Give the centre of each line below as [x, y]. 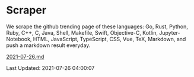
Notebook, [19, 39]
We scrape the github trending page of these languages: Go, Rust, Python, [97, 26]
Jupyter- [170, 32]
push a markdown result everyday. [48, 45]
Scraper [26, 10]
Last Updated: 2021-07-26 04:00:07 [50, 68]
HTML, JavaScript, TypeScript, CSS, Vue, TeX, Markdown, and [109, 39]
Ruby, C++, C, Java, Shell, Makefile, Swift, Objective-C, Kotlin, [82, 32]
